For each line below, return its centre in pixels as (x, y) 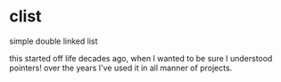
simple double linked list (54, 41)
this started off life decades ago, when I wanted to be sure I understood (141, 58)
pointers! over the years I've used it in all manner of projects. (121, 68)
